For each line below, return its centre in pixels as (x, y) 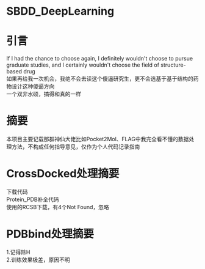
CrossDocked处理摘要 (63, 174)
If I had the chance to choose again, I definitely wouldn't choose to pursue (100, 59)
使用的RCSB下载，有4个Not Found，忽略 (58, 207)
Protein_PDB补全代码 (33, 199)
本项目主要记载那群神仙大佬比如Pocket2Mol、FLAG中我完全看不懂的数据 (98, 139)
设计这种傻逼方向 (33, 86)
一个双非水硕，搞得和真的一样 (44, 94)
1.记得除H (18, 252)
